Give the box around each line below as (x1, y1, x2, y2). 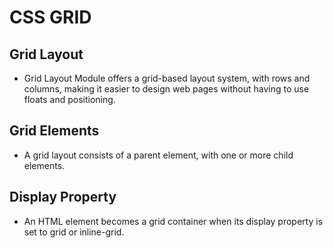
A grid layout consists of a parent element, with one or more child (23, 149, 294, 161)
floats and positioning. (23, 94, 116, 105)
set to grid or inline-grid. (23, 226, 125, 238)
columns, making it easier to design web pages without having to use (23, 83, 310, 95)
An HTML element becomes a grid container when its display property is (23, 215, 324, 227)
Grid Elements (9, 122, 100, 140)
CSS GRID (9, 6, 92, 29)
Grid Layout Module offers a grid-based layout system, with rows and (23, 72, 311, 84)
